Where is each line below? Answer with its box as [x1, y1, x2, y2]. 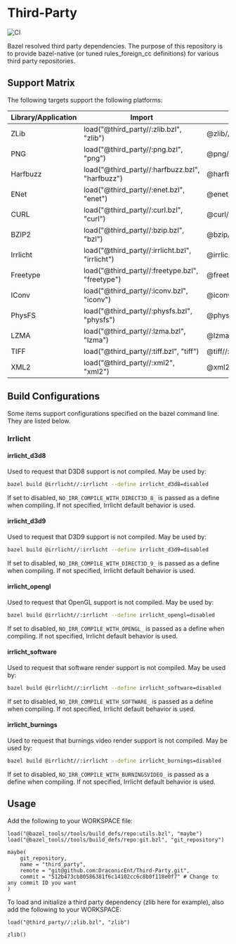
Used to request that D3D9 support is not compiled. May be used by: [7, 532, 207, 541]
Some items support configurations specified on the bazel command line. [7, 409, 220, 417]
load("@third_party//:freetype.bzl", [83, 265, 199, 275]
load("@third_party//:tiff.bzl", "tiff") [83, 346, 199, 356]
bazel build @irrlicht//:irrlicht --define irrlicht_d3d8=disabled [7, 480, 209, 487]
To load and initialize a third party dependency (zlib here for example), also [7, 898, 224, 906]
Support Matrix [7, 77, 75, 89]
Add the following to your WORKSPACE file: [7, 816, 133, 825]
